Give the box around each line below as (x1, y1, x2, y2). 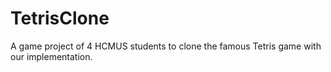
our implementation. (10, 50, 93, 62)
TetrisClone (10, 7, 110, 30)
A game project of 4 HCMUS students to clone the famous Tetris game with (10, 40, 322, 52)
